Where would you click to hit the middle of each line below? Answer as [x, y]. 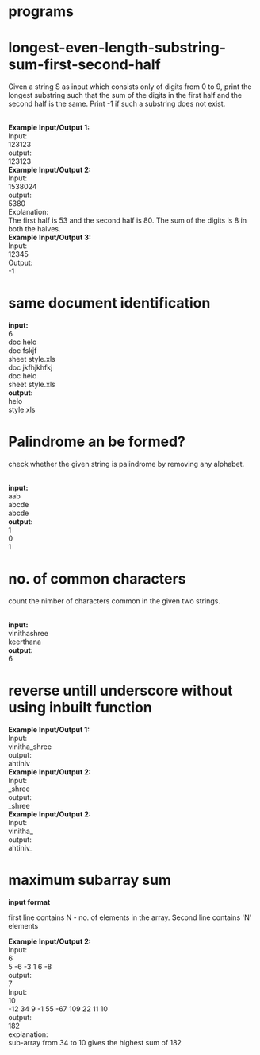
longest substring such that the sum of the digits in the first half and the [125, 95]
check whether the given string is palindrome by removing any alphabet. [126, 464]
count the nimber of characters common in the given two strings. [114, 601]
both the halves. [34, 229]
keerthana [25, 642]
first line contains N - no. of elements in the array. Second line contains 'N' [130, 917]
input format [29, 902]
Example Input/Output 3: [50, 238]
